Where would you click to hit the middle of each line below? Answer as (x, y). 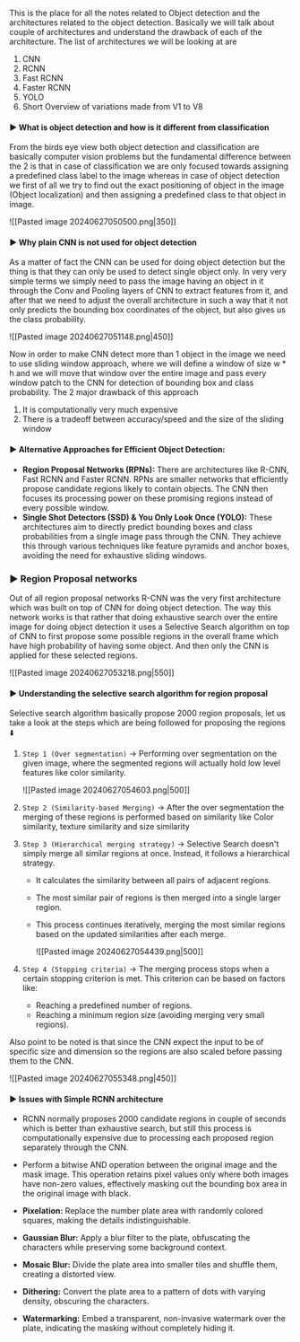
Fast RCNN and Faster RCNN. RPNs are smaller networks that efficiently (155, 478)
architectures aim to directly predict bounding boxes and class (137, 526)
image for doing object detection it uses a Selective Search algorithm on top (150, 627)
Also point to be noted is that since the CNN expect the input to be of (137, 1042)
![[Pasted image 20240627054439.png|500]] (120, 952)
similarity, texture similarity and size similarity (106, 827)
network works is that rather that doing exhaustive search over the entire (144, 617)
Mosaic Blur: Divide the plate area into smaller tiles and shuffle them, (150, 1265)
